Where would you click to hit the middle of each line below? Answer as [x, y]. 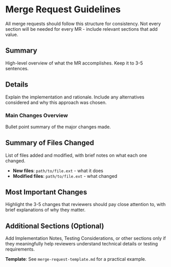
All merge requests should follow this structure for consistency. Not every [83, 24]
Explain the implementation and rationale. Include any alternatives [75, 97]
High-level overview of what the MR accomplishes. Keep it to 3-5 [74, 63]
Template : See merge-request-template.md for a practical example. [76, 259]
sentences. [17, 68]
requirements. [20, 249]
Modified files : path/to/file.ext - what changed [65, 176]
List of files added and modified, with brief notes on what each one [76, 155]
